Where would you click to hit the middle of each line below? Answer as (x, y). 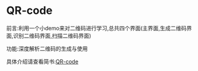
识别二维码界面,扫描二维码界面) (52, 35)
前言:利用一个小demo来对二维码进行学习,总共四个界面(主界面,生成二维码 (97, 28)
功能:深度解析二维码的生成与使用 (47, 49)
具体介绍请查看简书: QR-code (43, 61)
